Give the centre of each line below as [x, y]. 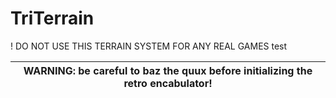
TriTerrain [52, 18]
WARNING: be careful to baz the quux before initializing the [168, 70]
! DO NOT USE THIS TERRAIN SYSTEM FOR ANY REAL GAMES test [149, 46]
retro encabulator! [168, 83]
